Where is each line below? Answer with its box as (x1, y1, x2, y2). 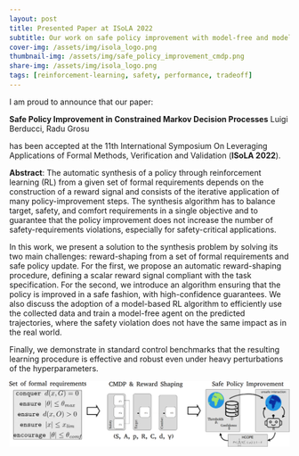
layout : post (9, 14, 58, 23)
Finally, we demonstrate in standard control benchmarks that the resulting (9, 344, 280, 354)
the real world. (9, 327, 62, 337)
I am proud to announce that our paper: (9, 96, 154, 107)
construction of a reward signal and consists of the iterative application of (9, 186, 280, 196)
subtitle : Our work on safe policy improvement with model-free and (9, 33, 269, 42)
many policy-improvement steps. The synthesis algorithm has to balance (9, 195, 276, 206)
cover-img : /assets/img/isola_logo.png (9, 43, 158, 52)
